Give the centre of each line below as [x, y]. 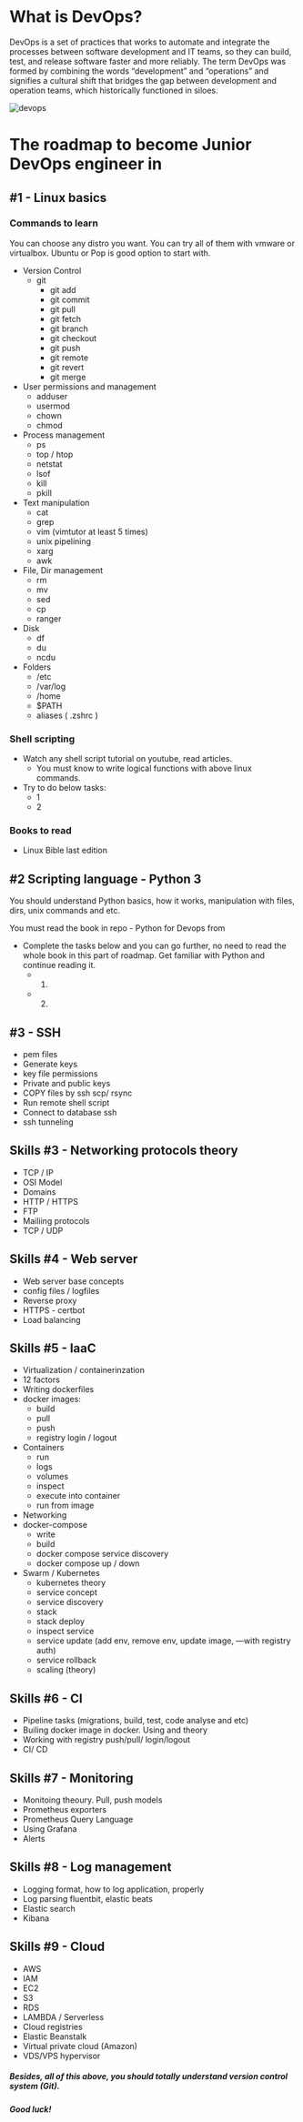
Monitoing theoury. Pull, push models [92, 1800]
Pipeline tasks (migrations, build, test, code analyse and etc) [136, 1721]
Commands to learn [54, 223]
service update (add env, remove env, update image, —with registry [163, 1641]
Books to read [41, 831]
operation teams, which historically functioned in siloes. [114, 90]
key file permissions [60, 1074]
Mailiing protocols [56, 1220]
